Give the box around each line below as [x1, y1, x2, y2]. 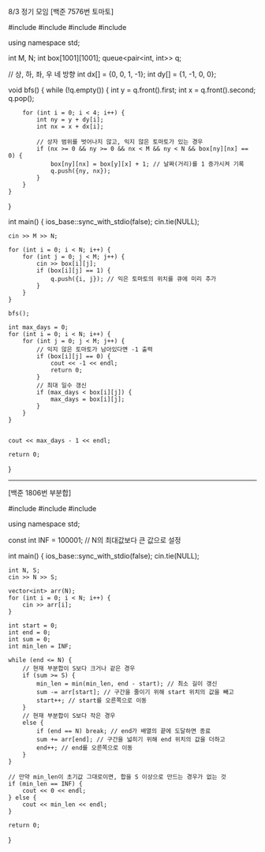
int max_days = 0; [8, 323, 69, 331]
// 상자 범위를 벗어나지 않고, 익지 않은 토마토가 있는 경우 [36, 138, 203, 146]
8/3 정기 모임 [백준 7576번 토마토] [8, 7, 114, 16]
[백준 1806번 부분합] [8, 488, 72, 497]
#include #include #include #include [8, 23, 127, 32]
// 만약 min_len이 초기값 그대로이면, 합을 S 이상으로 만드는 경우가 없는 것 [8, 773, 226, 781]
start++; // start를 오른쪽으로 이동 [36, 697, 147, 704]
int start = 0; [8, 622, 58, 630]
